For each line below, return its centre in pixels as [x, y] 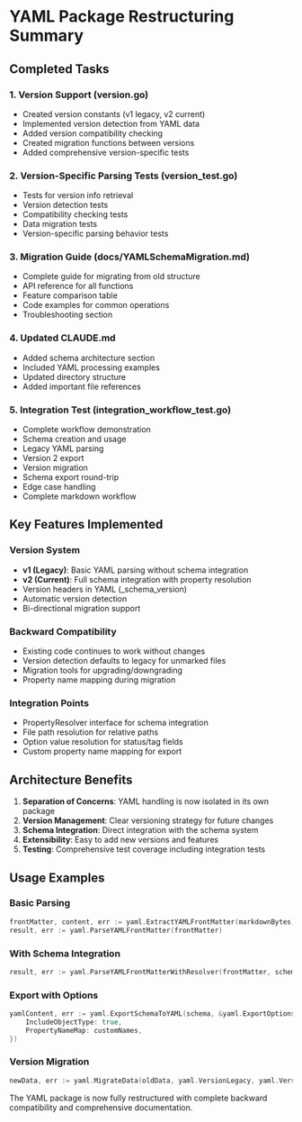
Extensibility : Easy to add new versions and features [120, 840]
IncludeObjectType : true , [74, 1022]
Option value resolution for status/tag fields [102, 742]
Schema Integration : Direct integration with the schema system [140, 830]
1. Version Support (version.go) [79, 95]
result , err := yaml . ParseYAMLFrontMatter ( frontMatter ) [116, 930]
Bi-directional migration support [81, 608]
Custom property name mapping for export [102, 751]
